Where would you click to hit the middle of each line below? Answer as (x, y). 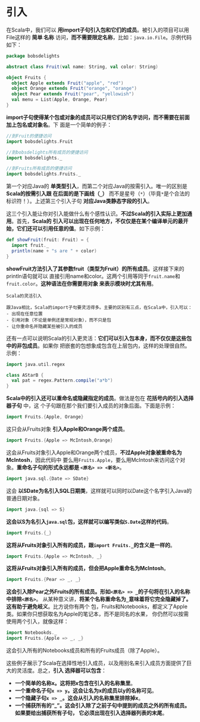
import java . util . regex (36, 364)
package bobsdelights (33, 56)
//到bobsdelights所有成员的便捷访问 (47, 152)
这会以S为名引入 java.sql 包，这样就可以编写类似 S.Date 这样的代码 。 (89, 521)
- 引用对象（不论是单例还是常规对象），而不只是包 (59, 320)
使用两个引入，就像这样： (37, 621)
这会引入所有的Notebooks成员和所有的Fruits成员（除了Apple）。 (84, 651)
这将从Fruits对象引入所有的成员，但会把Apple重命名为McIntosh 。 (88, 568)
